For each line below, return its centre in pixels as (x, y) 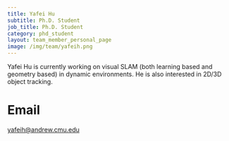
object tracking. (30, 81)
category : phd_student (41, 33)
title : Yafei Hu (31, 14)
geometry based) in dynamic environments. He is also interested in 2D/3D (114, 74)
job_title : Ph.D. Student (45, 27)
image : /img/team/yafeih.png (50, 47)
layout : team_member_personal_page (60, 40)
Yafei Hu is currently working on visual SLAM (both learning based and (110, 67)
